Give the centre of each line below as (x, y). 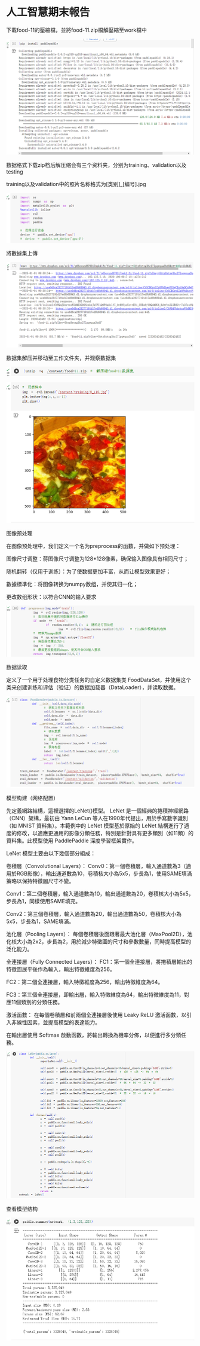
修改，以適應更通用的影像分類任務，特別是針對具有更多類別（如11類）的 (105, 833)
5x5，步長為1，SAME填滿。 (40, 921)
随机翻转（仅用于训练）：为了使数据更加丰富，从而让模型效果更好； (89, 571)
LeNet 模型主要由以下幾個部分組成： (51, 854)
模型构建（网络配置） (32, 798)
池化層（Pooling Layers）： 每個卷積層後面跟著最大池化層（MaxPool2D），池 (99, 934)
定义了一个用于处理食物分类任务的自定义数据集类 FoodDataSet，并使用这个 (99, 680)
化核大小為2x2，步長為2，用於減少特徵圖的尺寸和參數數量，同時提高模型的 (99, 942)
